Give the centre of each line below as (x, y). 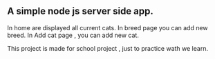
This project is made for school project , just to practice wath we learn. (108, 48)
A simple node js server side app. (81, 11)
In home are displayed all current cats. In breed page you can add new (108, 27)
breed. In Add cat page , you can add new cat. (73, 35)
